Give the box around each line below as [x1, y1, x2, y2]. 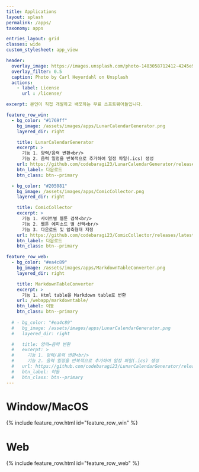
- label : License [17, 85, 60, 91]
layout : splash [6, 14, 44, 20]
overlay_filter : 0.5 [11, 69, 62, 75]
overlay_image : [11, 63, 49, 69]
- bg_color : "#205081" [11, 183, 68, 189]
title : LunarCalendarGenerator [17, 139, 94, 145]
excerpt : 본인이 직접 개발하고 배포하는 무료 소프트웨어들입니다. [6, 101, 143, 107]
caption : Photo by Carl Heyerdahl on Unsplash [11, 74, 129, 80]
